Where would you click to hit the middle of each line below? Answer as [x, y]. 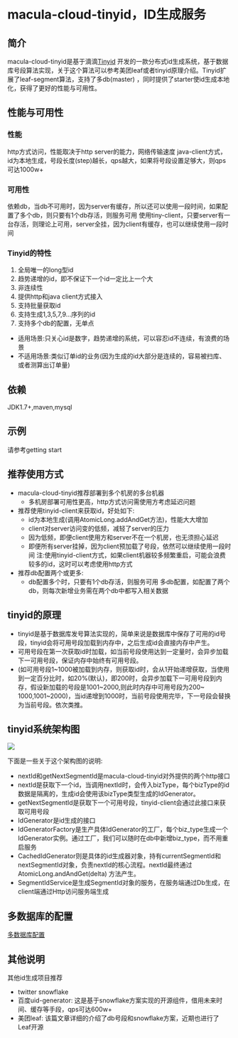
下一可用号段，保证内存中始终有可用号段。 [80, 660]
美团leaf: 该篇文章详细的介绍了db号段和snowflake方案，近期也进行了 [118, 1018]
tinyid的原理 [34, 615]
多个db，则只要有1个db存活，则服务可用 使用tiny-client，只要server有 [122, 215]
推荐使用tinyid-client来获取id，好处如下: [76, 510]
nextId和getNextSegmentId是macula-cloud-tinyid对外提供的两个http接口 [124, 776]
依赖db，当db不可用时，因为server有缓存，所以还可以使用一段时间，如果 [115, 206]
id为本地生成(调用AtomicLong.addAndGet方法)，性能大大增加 [118, 519]
